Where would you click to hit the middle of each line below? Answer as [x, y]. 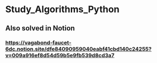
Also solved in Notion [40, 28]
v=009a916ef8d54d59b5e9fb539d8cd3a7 [60, 55]
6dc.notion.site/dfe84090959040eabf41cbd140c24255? [78, 49]
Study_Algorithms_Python [62, 9]
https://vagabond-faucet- [38, 43]
